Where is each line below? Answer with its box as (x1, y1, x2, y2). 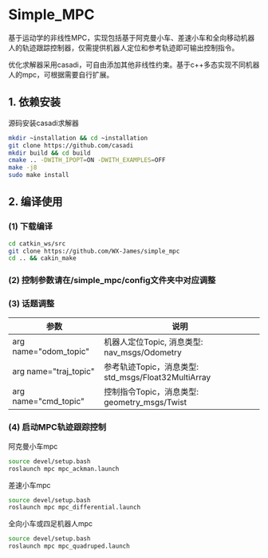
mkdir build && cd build (8, 149, 91, 157)
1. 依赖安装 (8, 96, 61, 109)
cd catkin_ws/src (8, 239, 66, 248)
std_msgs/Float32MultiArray (103, 371, 211, 383)
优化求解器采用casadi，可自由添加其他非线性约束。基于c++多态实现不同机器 (8, 60, 260, 69)
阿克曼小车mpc (8, 441, 58, 451)
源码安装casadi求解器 (8, 118, 80, 128)
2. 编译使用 (8, 195, 63, 209)
